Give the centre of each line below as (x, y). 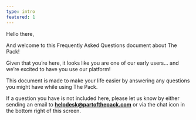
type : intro (21, 11)
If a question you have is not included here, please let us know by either (93, 98)
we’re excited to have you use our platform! (58, 69)
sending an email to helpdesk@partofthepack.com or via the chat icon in (95, 104)
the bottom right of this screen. (43, 111)
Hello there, (20, 34)
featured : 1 (21, 17)
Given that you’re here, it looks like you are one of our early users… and (92, 63)
